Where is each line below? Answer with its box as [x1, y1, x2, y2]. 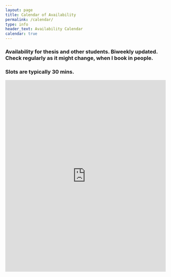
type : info [5, 21, 28, 27]
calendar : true [5, 31, 38, 36]
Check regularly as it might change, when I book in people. [5, 54, 154, 61]
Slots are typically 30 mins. [5, 68, 75, 75]
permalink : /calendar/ [5, 17, 53, 22]
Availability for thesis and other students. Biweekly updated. [5, 48, 158, 55]
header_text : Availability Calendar [5, 27, 83, 32]
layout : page [5, 7, 33, 13]
